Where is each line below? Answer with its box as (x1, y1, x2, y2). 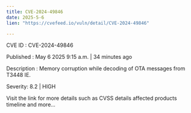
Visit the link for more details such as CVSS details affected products (6, 94, 177, 102)
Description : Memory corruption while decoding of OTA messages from (6, 65, 186, 72)
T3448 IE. (6, 72, 31, 79)
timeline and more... (6, 101, 56, 108)
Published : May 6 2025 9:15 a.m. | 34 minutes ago (6, 53, 133, 61)
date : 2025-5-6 (6, 14, 45, 20)
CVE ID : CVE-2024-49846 (6, 41, 74, 49)
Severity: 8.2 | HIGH (6, 83, 56, 90)
